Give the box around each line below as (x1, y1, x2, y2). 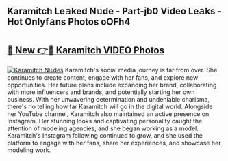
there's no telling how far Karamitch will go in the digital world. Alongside (7, 102, 213, 111)
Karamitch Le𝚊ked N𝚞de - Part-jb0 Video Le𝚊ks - (7, 5, 223, 17)
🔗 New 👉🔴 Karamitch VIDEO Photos (7, 44, 165, 56)
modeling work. (7, 146, 51, 154)
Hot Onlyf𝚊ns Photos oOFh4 (7, 16, 131, 28)
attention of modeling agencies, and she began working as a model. (7, 124, 199, 132)
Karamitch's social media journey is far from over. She (64, 66, 218, 74)
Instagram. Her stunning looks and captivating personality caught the (7, 117, 203, 125)
